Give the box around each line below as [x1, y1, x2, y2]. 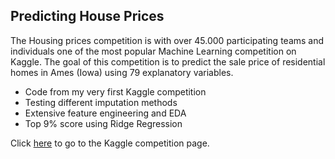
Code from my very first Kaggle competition [24, 85, 207, 98]
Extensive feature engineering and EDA [24, 107, 187, 119]
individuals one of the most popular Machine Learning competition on [10, 45, 297, 57]
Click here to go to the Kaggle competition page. [10, 137, 210, 149]
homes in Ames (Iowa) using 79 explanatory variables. [10, 66, 234, 78]
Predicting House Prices [10, 8, 165, 25]
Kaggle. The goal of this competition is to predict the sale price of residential [10, 55, 326, 68]
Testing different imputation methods [24, 96, 178, 108]
